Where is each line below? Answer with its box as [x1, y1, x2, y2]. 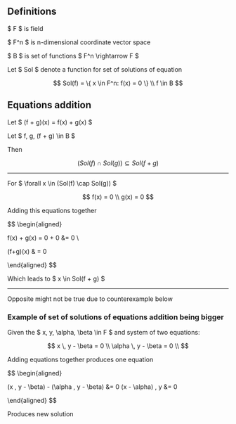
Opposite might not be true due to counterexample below [7, 295, 173, 303]
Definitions [7, 6, 57, 18]
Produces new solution [7, 409, 74, 418]
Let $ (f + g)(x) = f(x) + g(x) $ [7, 117, 93, 126]
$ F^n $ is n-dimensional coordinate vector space [7, 38, 151, 46]
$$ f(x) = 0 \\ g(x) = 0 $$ [81, 193, 155, 201]
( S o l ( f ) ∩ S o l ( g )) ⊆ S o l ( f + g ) [77, 158, 159, 167]
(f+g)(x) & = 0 [7, 247, 47, 255]
